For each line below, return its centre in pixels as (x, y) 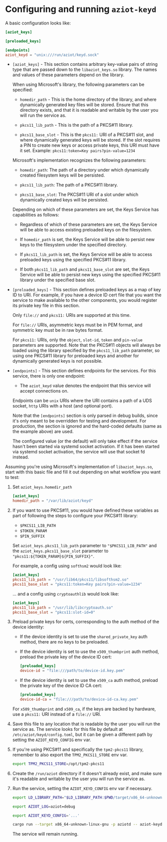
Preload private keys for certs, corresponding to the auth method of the (86, 622)
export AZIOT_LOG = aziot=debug (44, 807)
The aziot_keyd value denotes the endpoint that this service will (85, 386)
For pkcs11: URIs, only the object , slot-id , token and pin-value (78, 340)
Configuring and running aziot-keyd (81, 9)
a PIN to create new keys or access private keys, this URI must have (89, 145)
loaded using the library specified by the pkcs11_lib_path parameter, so (86, 351)
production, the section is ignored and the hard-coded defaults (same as (87, 426)
